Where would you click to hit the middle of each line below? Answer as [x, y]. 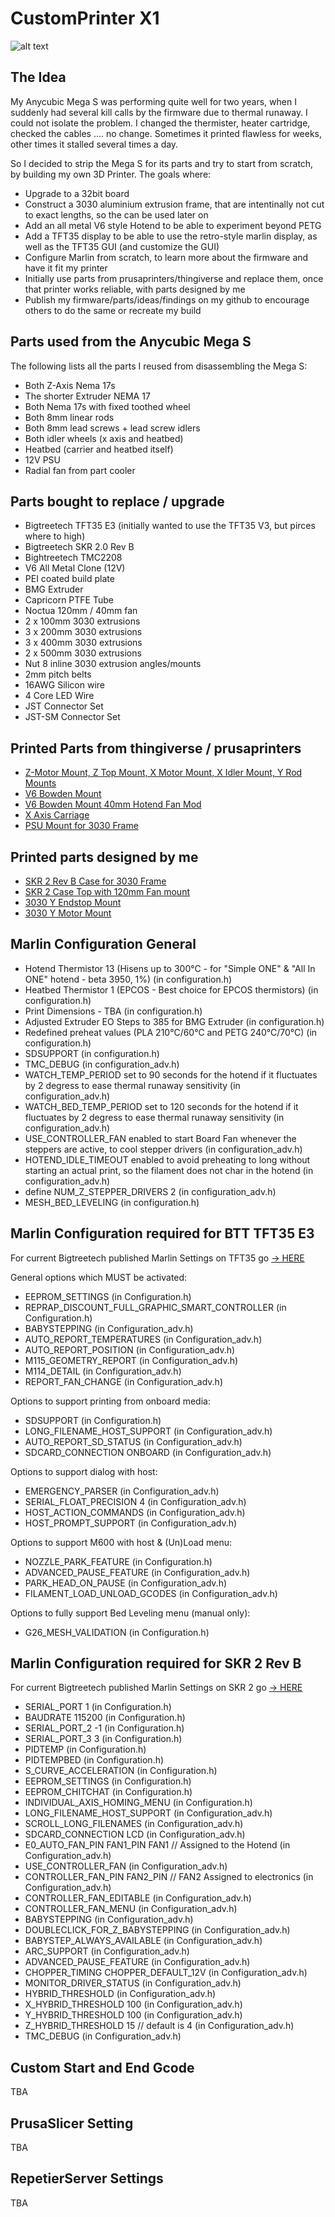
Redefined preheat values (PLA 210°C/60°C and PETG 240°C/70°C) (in [171, 1032]
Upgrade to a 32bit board [77, 193]
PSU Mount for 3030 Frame [81, 826]
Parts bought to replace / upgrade [117, 501]
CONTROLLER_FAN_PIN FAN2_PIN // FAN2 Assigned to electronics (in [169, 1877]
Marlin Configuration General [103, 944]
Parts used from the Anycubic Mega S [131, 342]
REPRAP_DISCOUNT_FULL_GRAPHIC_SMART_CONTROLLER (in [155, 1307]
